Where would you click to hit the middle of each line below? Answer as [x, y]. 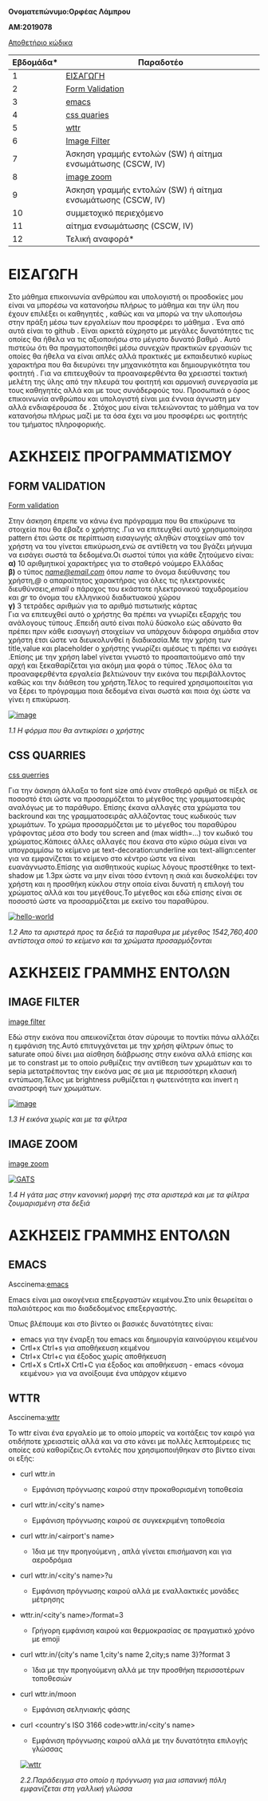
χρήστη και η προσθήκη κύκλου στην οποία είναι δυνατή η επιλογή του [126, 884]
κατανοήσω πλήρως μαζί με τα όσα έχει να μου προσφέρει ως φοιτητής [128, 415]
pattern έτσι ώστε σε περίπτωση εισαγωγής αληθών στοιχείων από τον [126, 537]
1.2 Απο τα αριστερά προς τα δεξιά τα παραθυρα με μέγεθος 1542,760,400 [133, 932]
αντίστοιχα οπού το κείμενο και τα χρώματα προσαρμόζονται [110, 941]
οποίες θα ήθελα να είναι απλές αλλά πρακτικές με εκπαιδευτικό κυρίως [130, 356]
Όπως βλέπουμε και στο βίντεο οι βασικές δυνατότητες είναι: [111, 1323]
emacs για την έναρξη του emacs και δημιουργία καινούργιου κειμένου [138, 1339]
